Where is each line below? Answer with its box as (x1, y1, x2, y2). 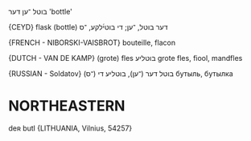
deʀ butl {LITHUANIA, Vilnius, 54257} (8, 123, 133, 133)
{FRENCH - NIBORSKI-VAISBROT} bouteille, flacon (8, 38, 175, 47)
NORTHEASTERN (8, 97, 125, 115)
